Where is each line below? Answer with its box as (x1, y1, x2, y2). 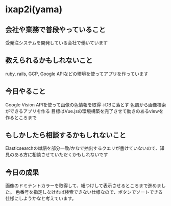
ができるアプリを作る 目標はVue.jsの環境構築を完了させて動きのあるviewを (5, 108, 164, 114)
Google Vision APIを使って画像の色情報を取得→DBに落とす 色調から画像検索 (5, 101, 166, 108)
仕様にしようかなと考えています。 (5, 195, 77, 201)
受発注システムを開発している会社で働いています (5, 40, 108, 45)
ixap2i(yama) (5, 4, 63, 15)
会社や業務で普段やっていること (5, 25, 106, 34)
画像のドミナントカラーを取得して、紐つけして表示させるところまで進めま (5, 182, 162, 189)
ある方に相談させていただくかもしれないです (14, 152, 108, 158)
